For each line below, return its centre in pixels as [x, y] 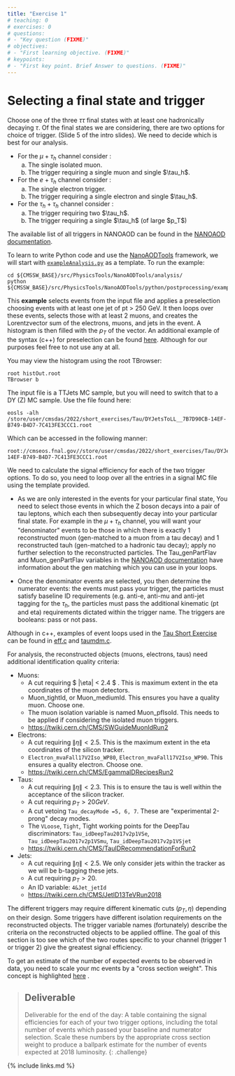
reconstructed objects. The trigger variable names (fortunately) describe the [117, 925]
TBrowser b [23, 379]
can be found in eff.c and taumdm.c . [59, 641]
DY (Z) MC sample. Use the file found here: [69, 400]
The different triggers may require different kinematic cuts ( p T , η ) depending [117, 909]
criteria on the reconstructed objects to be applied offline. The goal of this [114, 932]
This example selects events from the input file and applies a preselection [114, 300]
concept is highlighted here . [48, 976]
